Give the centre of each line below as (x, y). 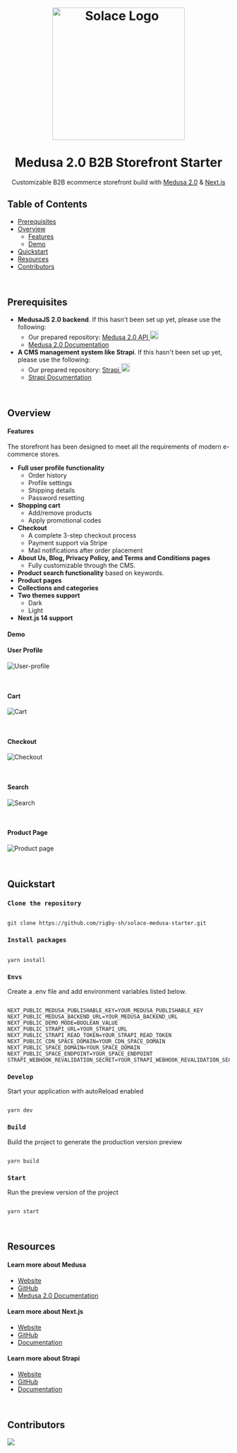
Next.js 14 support (45, 618)
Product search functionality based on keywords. (91, 573)
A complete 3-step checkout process (82, 535)
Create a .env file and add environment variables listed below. (97, 992)
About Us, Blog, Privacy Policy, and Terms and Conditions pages (114, 558)
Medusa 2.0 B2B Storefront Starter (119, 163)
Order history (47, 475)
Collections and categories (58, 588)
